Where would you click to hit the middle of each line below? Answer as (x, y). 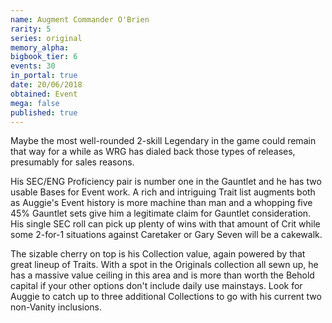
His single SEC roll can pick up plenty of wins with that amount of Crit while (165, 224)
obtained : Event (44, 94)
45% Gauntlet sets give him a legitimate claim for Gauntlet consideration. (161, 213)
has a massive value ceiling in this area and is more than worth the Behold (162, 275)
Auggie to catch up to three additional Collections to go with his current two (166, 297)
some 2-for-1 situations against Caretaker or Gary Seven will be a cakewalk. (166, 235)
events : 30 (33, 66)
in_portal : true (44, 76)
